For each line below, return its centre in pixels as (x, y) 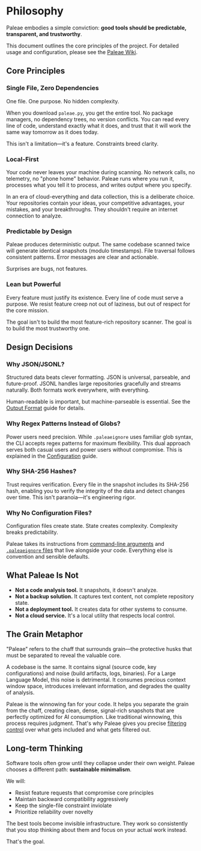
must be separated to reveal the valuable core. (64, 655)
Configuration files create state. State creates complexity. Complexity (92, 526)
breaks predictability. (32, 532)
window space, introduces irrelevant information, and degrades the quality (98, 686)
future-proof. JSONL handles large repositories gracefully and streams (94, 384)
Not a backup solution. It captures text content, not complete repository (104, 596)
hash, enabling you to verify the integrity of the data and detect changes (96, 491)
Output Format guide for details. (46, 408)
